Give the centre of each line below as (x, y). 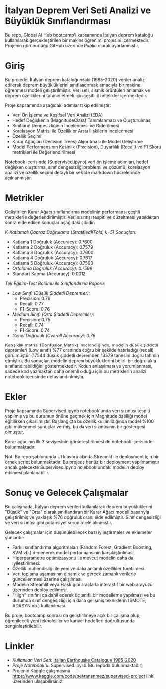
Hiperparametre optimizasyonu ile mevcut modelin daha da (73, 558)
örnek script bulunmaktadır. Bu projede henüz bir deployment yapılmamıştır (82, 462)
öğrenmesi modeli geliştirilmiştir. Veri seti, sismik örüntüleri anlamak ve (78, 90)
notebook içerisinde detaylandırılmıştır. (45, 376)
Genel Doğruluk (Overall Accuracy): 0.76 (54, 335)
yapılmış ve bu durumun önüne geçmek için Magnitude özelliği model (76, 416)
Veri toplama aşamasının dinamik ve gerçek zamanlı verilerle (74, 574)
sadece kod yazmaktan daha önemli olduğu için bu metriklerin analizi (76, 371)
